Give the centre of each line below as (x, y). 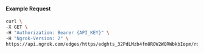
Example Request (28, 9)
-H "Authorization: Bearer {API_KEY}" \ (58, 33)
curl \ (14, 21)
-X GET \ (17, 27)
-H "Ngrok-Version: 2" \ (37, 38)
